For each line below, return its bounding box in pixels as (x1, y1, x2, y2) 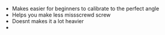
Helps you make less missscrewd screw (11, 11, 111, 18)
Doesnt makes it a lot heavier (11, 18, 84, 24)
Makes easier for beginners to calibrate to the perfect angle (11, 5, 160, 12)
